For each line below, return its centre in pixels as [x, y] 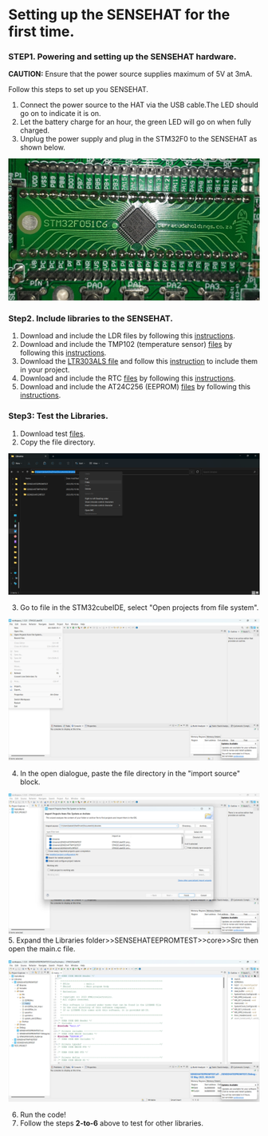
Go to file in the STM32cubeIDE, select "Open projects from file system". [139, 608]
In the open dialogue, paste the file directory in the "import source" [130, 773]
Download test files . [53, 433]
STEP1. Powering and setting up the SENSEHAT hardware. [122, 57]
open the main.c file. [42, 949]
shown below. [42, 147]
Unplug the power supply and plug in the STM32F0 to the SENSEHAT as [138, 139]
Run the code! [43, 1114]
